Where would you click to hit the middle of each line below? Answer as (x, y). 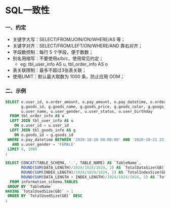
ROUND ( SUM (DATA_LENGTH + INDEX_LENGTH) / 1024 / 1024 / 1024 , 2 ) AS (88, 177)
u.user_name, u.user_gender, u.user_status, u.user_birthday (87, 111)
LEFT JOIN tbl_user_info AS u (41, 121)
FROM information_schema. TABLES (44, 182)
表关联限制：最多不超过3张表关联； (50, 70)
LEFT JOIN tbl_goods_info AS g (43, 130)
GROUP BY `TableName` (30, 186)
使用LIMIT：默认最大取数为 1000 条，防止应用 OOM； (69, 77)
